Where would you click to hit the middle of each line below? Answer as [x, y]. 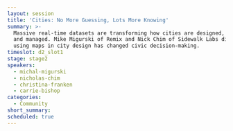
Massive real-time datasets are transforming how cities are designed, [119, 33]
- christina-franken [43, 85]
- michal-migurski [40, 71]
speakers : [21, 65]
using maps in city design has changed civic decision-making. [106, 46]
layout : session [31, 14]
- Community [31, 104]
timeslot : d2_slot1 [35, 53]
